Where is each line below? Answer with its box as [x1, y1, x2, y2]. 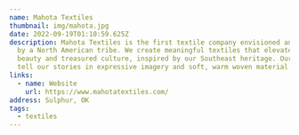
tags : [9, 104, 29, 113]
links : [9, 71, 34, 80]
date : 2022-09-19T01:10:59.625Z [9, 29, 129, 38]
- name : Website [17, 79, 77, 88]
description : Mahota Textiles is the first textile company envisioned [9, 37, 280, 47]
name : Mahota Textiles [9, 12, 93, 22]
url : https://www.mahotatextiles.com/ [25, 87, 169, 96]
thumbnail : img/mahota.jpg [9, 21, 109, 30]
